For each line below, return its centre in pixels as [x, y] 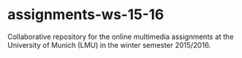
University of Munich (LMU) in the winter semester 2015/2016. [109, 44]
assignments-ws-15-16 [86, 15]
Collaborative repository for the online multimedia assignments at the [121, 37]
